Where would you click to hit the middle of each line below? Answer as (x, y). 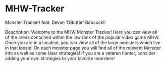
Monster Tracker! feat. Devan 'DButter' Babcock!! (55, 22)
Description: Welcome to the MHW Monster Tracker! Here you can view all (81, 32)
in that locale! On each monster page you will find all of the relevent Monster (83, 48)
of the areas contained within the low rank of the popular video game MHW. (82, 37)
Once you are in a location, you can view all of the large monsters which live (83, 42)
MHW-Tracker (35, 9)
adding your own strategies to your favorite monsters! (60, 58)
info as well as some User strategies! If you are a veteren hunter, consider (80, 53)
